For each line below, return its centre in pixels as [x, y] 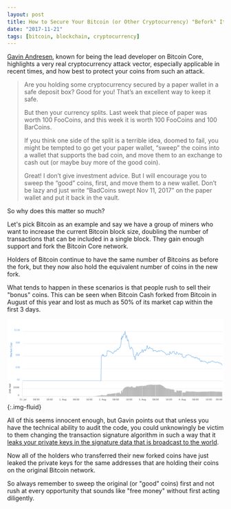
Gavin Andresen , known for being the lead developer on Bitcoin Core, [106, 57]
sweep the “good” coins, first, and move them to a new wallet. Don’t [120, 183]
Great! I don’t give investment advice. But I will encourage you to [115, 176]
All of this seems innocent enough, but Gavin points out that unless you [108, 420]
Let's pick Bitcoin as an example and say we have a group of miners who [110, 224]
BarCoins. [38, 127]
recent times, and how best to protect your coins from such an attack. [106, 72]
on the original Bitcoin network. [52, 470]
